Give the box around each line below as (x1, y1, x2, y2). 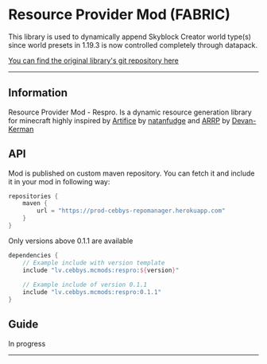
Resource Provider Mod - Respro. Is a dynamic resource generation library (8, 107, 252, 117)
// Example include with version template (22, 258, 165, 267)
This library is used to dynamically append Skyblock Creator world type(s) (8, 32, 252, 41)
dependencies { (8, 251, 59, 259)
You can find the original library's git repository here (8, 56, 179, 65)
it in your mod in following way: (8, 176, 110, 186)
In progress (8, 339, 46, 348)
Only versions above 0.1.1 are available (8, 236, 133, 246)
